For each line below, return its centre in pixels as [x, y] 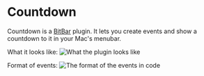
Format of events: [32, 65]
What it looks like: [32, 52]
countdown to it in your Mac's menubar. [64, 38]
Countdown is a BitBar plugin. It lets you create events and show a [102, 31]
